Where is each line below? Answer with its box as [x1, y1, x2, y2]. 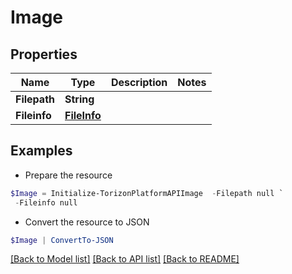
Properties [10, 46, 78, 63]
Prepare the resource [24, 169, 113, 181]
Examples [10, 142, 73, 160]
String [64, 92, 95, 106]
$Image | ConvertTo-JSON [10, 235, 114, 245]
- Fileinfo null [14, 197, 78, 208]
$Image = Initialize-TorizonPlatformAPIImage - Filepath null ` [10, 188, 284, 198]
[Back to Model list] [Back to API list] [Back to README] [10, 253, 240, 265]
